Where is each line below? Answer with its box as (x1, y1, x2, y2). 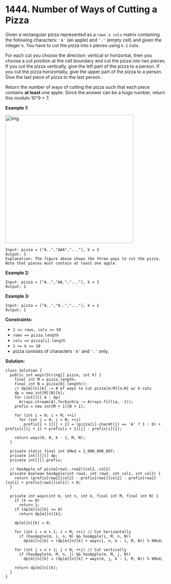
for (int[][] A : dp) (14, 394, 60, 400)
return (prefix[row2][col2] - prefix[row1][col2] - (14, 475, 127, 481)
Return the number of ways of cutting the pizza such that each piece (5, 84, 150, 90)
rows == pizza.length (12, 332, 59, 338)
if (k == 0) (14, 498, 40, 503)
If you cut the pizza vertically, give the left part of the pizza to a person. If (5, 63, 160, 69)
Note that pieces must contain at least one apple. (5, 260, 117, 266)
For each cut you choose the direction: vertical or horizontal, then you (5, 52, 152, 58)
